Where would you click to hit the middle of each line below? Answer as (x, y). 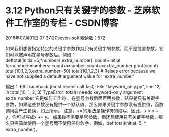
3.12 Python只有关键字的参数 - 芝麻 (78, 10)
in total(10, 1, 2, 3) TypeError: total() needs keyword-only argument (74, 92)
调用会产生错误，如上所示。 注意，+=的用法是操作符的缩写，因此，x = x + (82, 110)
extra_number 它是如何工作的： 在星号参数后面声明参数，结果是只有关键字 (82, 98)
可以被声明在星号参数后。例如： (43, 54)
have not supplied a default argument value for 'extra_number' (70, 76)
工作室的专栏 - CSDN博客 (66, 23)
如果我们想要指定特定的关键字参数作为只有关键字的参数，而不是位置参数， (82, 48)
